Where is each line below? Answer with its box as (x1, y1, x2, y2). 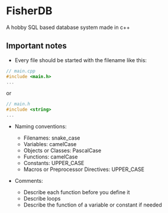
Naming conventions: (14, 123, 67, 130)
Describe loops (23, 195, 61, 202)
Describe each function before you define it (23, 189, 130, 196)
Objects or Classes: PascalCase (23, 147, 102, 154)
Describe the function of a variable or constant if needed (23, 201, 163, 208)
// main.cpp (6, 68, 35, 74)
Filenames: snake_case (23, 134, 80, 141)
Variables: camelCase (23, 141, 77, 147)
